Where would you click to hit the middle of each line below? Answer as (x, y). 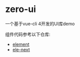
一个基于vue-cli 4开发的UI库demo (40, 23)
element (21, 44)
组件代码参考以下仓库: (28, 34)
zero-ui (21, 9)
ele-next (21, 49)
